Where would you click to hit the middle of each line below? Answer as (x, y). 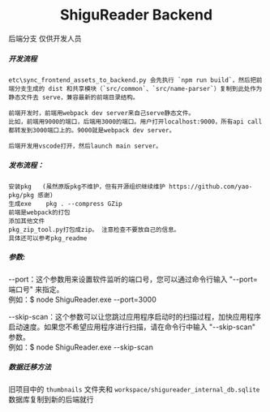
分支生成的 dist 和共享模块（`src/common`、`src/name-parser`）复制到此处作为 (138, 88)
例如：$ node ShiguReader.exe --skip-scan (81, 347)
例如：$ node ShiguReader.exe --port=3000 (82, 299)
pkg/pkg (21, 195)
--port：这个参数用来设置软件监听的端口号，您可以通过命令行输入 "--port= (133, 279)
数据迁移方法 (30, 367)
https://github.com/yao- (211, 187)
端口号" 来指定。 (36, 289)
